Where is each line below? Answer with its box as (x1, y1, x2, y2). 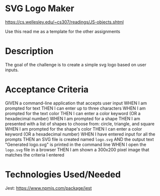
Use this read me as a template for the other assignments (5, 28, 120, 34)
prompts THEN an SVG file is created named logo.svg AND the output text (5, 136, 154, 142)
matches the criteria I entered (5, 152, 64, 157)
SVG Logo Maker (5, 3, 75, 14)
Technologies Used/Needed (5, 169, 121, 180)
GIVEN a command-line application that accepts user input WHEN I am (5, 100, 147, 106)
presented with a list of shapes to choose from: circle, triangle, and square (5, 120, 155, 127)
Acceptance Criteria (5, 84, 89, 95)
